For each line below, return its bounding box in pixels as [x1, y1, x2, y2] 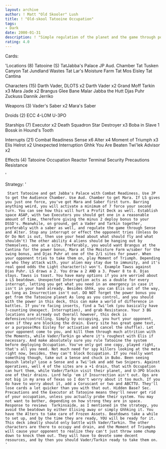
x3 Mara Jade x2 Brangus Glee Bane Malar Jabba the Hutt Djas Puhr [5, 88, 145, 94]
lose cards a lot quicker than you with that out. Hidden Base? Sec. [5, 385, 152, 391]
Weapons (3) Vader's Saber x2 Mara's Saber [5, 102, 96, 109]
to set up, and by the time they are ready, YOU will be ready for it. [5, 416, 156, 421]
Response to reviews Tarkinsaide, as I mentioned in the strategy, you [5, 403, 158, 408]
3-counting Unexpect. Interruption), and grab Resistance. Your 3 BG [5, 308, 152, 313]
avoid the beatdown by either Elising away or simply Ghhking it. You [5, 407, 154, 412]
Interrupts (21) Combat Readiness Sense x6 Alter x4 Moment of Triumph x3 [5, 136, 159, 142]
